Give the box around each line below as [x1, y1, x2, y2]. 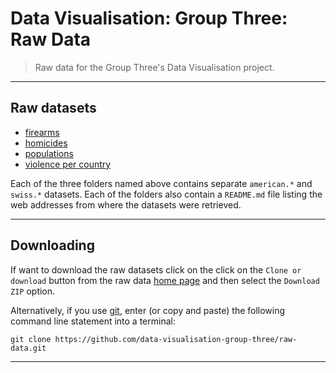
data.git [10, 343, 47, 353]
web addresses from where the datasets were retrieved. [10, 198, 242, 211]
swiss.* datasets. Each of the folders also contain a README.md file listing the [10, 188, 323, 200]
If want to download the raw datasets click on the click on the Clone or [10, 263, 302, 276]
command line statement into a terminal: [10, 315, 176, 327]
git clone [10, 334, 52, 344]
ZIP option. [10, 285, 56, 297]
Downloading [10, 237, 95, 254]
